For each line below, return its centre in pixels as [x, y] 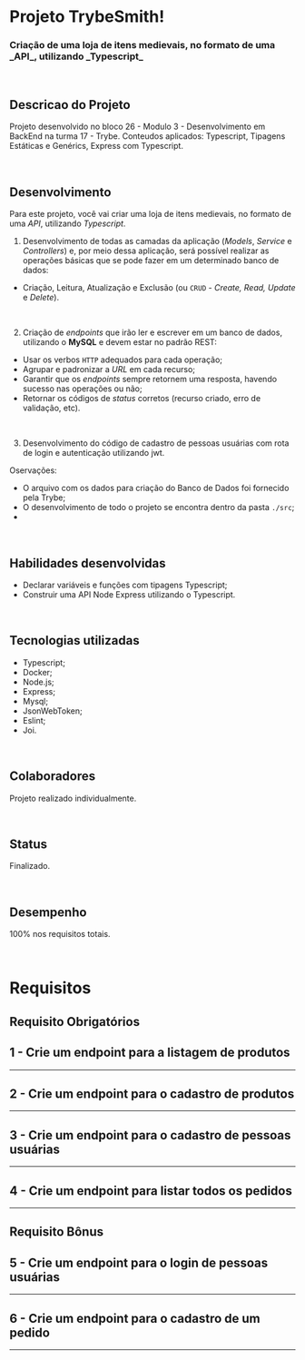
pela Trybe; [44, 498]
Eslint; [34, 720]
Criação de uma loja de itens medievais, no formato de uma [143, 45]
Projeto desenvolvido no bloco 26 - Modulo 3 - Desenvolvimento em [138, 127]
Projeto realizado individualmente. [73, 798]
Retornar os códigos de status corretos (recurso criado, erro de [142, 399]
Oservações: [33, 470]
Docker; [37, 672]
